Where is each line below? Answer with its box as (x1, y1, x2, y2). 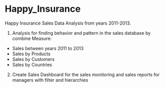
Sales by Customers (12, 56, 55, 62)
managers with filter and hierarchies (12, 77, 88, 83)
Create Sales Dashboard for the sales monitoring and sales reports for (12, 71, 160, 77)
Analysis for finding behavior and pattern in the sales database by (12, 30, 151, 36)
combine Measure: (12, 35, 52, 41)
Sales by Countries (12, 61, 52, 68)
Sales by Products (12, 51, 51, 57)
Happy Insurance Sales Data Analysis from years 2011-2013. (5, 20, 131, 26)
